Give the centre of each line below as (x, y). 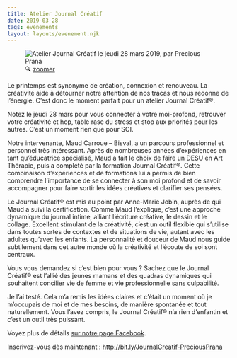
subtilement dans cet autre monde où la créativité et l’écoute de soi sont (112, 247)
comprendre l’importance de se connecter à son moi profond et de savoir (114, 180)
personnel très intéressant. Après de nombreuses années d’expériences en (117, 151)
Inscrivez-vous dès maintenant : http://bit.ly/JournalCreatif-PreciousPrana (115, 347)
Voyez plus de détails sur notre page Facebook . (77, 333)
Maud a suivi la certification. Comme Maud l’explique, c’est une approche (114, 209)
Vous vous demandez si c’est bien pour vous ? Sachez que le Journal (108, 268)
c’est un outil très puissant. (46, 320)
